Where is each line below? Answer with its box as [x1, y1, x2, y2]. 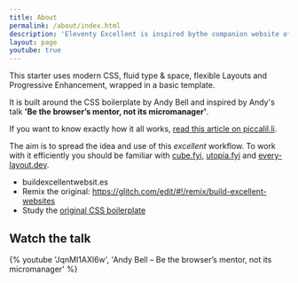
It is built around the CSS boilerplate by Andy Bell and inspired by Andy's [9, 97, 275, 107]
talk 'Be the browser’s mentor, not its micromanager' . [9, 106, 209, 117]
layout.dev [9, 160, 47, 170]
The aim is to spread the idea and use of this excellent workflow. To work [9, 141, 277, 152]
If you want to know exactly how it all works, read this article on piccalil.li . [9, 123, 278, 134]
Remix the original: [21, 186, 90, 197]
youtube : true [9, 46, 62, 55]
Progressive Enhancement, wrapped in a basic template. [9, 80, 216, 90]
